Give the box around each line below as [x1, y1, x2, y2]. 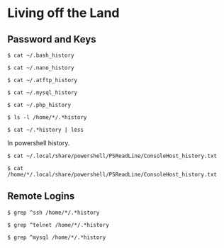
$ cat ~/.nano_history [7, 64, 74, 72]
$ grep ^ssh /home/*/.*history [7, 209, 100, 216]
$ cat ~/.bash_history [7, 52, 74, 59]
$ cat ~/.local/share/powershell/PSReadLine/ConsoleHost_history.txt [7, 152, 218, 159]
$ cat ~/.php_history [7, 101, 72, 108]
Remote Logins [7, 190, 75, 203]
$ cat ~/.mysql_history [7, 89, 78, 96]
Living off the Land [7, 5, 120, 21]
